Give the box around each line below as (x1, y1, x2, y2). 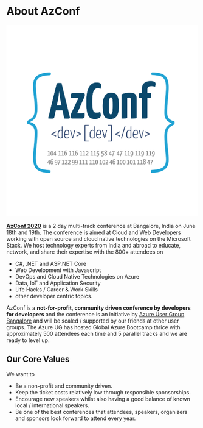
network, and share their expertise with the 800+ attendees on (6, 248, 163, 255)
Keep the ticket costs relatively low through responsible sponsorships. (15, 388, 191, 396)
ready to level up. (6, 337, 50, 344)
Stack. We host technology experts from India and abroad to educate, (6, 241, 181, 249)
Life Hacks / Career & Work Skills (15, 285, 98, 293)
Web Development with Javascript (15, 266, 101, 274)
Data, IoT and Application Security (15, 279, 101, 287)
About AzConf (6, 4, 80, 18)
